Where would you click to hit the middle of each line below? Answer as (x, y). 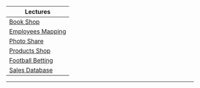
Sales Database (31, 70)
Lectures (37, 12)
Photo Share (26, 41)
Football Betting (31, 60)
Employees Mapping (38, 31)
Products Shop (30, 51)
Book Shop (24, 22)
